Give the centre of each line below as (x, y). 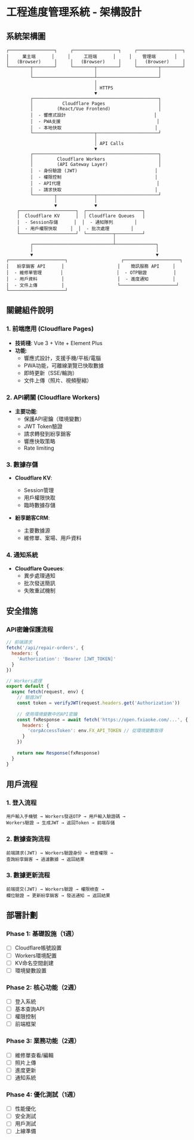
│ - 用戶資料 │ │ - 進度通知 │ (91, 279)
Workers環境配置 (36, 955)
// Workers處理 (24, 681)
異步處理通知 (39, 575)
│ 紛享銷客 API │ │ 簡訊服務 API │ (91, 266)
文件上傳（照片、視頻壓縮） (58, 380)
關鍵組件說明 (30, 310)
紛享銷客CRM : (32, 518)
